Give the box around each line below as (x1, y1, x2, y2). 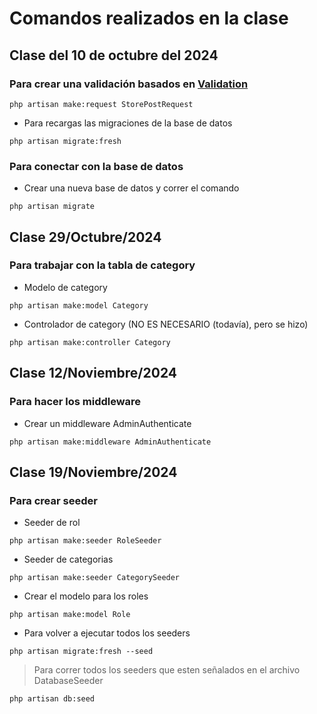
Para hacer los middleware (9, 395, 142, 409)
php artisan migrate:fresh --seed (9, 647, 154, 657)
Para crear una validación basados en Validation (9, 77, 249, 91)
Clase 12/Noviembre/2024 (9, 365, 177, 382)
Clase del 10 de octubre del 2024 (9, 47, 219, 64)
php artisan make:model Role (9, 610, 131, 620)
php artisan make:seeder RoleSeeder (9, 536, 162, 546)
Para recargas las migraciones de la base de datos (23, 117, 233, 129)
